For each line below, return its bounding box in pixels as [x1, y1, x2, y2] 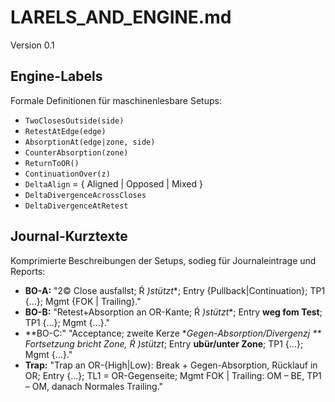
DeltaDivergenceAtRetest [24, 201, 129, 211]
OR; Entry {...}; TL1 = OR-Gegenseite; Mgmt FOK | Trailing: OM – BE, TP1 [24, 369, 322, 381]
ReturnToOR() [24, 158, 80, 168]
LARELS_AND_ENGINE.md [10, 6, 232, 29]
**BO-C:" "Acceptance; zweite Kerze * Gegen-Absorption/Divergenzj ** [24, 327, 322, 339]
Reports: [10, 265, 46, 277]
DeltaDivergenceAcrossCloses [24, 190, 147, 200]
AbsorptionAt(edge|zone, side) [24, 137, 156, 147]
